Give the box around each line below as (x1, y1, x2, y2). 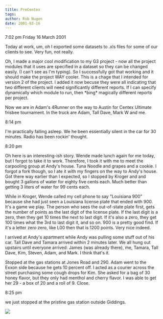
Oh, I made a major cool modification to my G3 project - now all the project (5, 58, 156, 64)
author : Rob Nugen (5, 16, 43, 21)
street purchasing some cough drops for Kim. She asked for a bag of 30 (5, 270, 150, 276)
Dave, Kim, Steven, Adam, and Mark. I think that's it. (5, 250, 110, 256)
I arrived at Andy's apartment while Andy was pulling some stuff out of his (5, 234, 155, 240)
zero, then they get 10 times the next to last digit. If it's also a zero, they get (5, 214, 157, 221)
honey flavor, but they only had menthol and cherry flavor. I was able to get (5, 275, 157, 281)
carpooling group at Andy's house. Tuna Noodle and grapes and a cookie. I (5, 163, 157, 169)
